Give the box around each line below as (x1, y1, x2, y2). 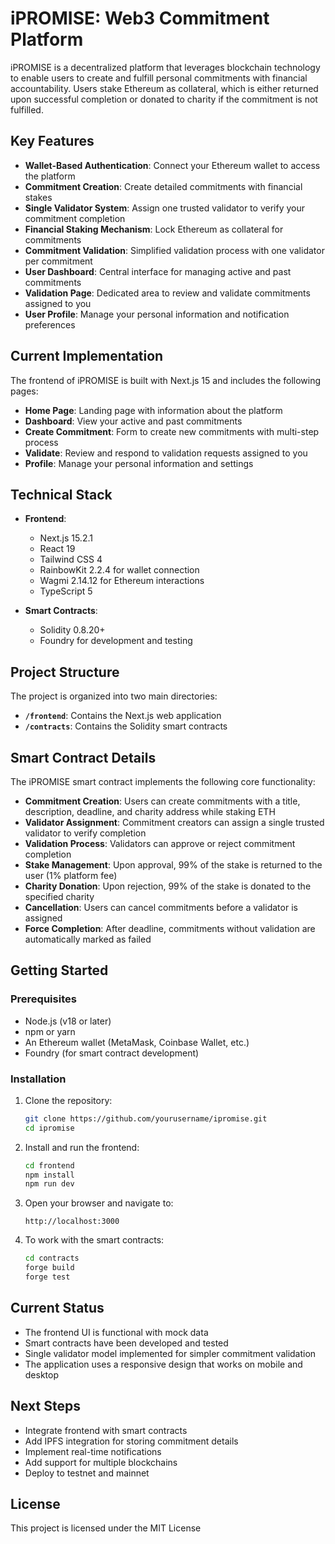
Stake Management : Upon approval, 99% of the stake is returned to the (24, 859, 323, 871)
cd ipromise (24, 1123, 75, 1133)
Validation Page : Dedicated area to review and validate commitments (24, 287, 311, 299)
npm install (24, 1170, 75, 1180)
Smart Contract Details (10, 749, 157, 766)
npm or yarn (24, 1025, 76, 1037)
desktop (24, 1368, 60, 1381)
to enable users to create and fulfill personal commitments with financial (10, 72, 308, 84)
